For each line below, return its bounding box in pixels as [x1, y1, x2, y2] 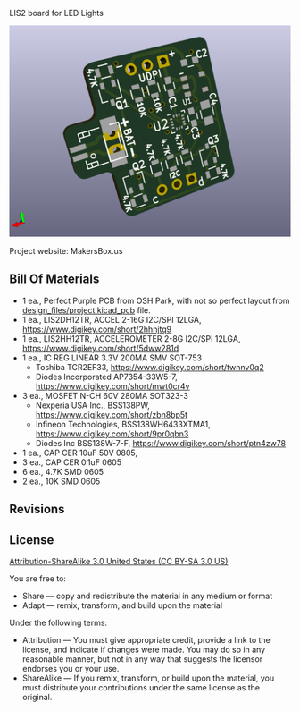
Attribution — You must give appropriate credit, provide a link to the [21, 635, 271, 646]
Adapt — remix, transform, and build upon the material [21, 600, 223, 611]
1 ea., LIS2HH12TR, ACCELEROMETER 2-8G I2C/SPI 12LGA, [21, 333, 241, 343]
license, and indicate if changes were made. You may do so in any [21, 644, 266, 656]
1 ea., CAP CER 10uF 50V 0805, [21, 447, 138, 458]
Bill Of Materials [9, 272, 100, 287]
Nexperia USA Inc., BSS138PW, [35, 400, 150, 411]
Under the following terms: [9, 617, 108, 629]
